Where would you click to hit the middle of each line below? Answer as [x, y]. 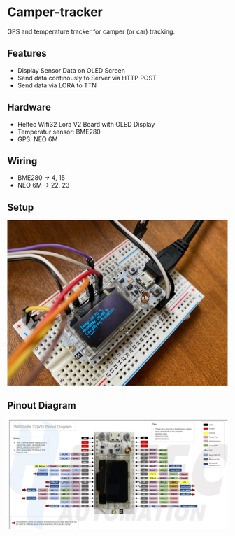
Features [27, 54]
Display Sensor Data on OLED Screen [71, 70]
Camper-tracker [55, 12]
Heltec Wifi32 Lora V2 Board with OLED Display [86, 124]
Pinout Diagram [42, 405]
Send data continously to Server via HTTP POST [87, 78]
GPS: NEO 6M [37, 139]
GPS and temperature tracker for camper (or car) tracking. [91, 31]
